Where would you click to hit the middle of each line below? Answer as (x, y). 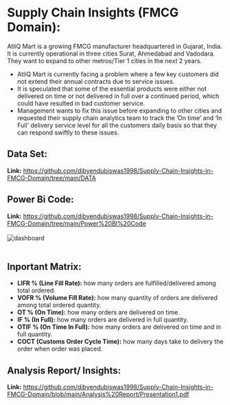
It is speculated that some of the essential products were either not (112, 89)
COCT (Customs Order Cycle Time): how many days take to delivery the (120, 342)
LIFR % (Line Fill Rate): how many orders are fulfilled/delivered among (116, 283)
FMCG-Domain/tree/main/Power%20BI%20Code (77, 223)
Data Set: (27, 154)
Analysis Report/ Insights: (64, 370)
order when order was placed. (60, 349)
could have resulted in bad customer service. (81, 103)
